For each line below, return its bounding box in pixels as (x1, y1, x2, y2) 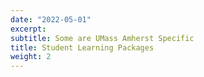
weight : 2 (10, 52, 52, 62)
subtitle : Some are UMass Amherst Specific (10, 33, 195, 43)
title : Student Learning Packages (10, 42, 155, 53)
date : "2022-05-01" (10, 14, 92, 25)
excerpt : (10, 24, 47, 34)
